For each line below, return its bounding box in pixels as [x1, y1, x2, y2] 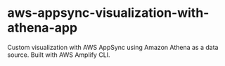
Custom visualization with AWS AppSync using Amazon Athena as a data [7, 43, 219, 51]
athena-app [7, 20, 78, 36]
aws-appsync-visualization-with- [7, 5, 210, 21]
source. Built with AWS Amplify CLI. [7, 51, 110, 59]
